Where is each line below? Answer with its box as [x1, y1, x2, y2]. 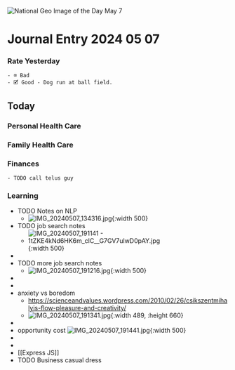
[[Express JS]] [17, 348, 60, 357]
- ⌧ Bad [7, 72, 30, 79]
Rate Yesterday [7, 56, 60, 66]
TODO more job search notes [17, 259, 102, 267]
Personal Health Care [7, 121, 82, 131]
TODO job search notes [17, 222, 86, 230]
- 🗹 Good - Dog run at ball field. [7, 79, 113, 86]
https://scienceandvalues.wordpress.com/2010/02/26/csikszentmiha [27, 296, 228, 305]
